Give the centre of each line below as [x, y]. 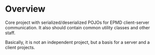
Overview [25, 9]
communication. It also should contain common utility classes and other [77, 27]
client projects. [20, 47]
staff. [10, 33]
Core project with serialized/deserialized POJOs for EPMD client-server [77, 22]
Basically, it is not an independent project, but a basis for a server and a [77, 42]
